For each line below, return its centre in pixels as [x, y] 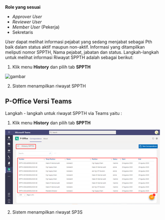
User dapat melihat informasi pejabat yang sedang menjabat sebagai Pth [79, 42]
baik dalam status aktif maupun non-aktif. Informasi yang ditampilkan [75, 47]
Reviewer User [27, 22]
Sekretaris [23, 32]
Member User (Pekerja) [36, 27]
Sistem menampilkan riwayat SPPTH [49, 86]
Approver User [27, 16]
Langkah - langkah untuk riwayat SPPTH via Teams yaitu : [64, 113]
